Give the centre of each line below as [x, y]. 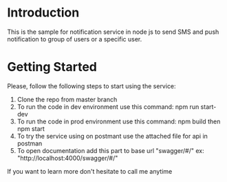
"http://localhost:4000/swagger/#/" [67, 158]
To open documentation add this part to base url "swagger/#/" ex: [110, 150]
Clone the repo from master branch [67, 99]
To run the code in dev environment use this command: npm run [108, 107]
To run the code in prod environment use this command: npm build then [119, 121]
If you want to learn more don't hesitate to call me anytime [90, 171]
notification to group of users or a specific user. [75, 39]
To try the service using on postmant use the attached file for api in [112, 136]
